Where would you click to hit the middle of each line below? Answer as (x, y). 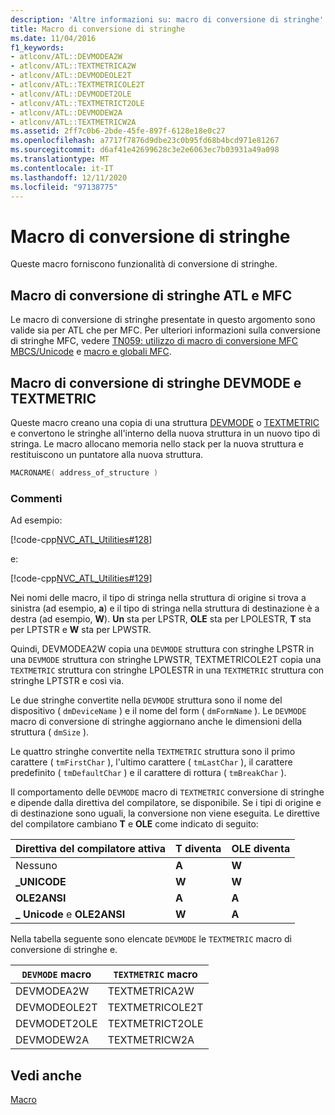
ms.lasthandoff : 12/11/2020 (69, 177)
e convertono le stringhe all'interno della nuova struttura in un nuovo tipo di (165, 433)
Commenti (36, 498)
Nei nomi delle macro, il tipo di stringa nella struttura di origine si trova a (158, 598)
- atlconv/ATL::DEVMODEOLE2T (71, 76)
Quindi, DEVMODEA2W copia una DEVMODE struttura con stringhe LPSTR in (162, 649)
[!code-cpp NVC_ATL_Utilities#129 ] (81, 578)
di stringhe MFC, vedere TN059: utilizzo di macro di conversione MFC (154, 341)
